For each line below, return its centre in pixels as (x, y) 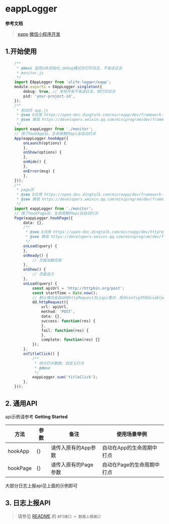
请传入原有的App (71, 447)
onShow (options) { (43, 152)
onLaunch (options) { (45, 143)
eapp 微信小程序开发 (39, 34)
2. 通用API (21, 404)
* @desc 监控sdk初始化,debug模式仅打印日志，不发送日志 (69, 68)
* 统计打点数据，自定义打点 (59, 363)
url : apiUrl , (55, 307)
